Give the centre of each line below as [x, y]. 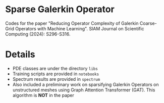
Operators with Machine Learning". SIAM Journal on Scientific [79, 28]
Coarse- [148, 23]
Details [20, 55]
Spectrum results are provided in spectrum [56, 79]
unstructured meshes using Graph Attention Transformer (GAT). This [84, 90]
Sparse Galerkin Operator [60, 9]
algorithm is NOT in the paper [43, 95]
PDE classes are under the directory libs [55, 68]
